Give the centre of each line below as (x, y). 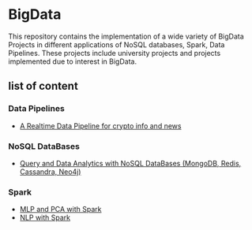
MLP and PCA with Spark (60, 210)
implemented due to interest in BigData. (72, 61)
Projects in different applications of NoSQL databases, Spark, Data (117, 44)
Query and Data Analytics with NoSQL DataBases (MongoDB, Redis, (130, 163)
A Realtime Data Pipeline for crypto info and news (100, 126)
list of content (43, 86)
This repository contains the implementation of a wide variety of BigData (126, 36)
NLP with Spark (45, 217)
